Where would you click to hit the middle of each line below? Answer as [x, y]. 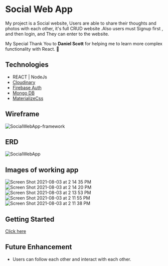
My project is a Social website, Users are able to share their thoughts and [81, 23]
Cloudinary [24, 82]
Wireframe [22, 114]
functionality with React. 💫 [32, 49]
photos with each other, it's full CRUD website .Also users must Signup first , [84, 28]
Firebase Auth [27, 87]
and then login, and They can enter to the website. [57, 34]
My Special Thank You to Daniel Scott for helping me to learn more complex [84, 43]
